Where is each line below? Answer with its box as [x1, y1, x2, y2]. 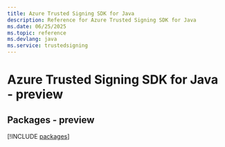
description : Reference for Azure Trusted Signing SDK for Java [7, 17, 197, 23]
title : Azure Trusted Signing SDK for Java [7, 10, 135, 17]
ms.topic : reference [7, 29, 67, 37]
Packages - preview [7, 114, 95, 126]
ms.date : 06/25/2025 [7, 23, 67, 30]
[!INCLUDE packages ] [7, 133, 70, 140]
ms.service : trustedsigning [7, 42, 89, 49]
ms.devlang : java [7, 36, 57, 43]
